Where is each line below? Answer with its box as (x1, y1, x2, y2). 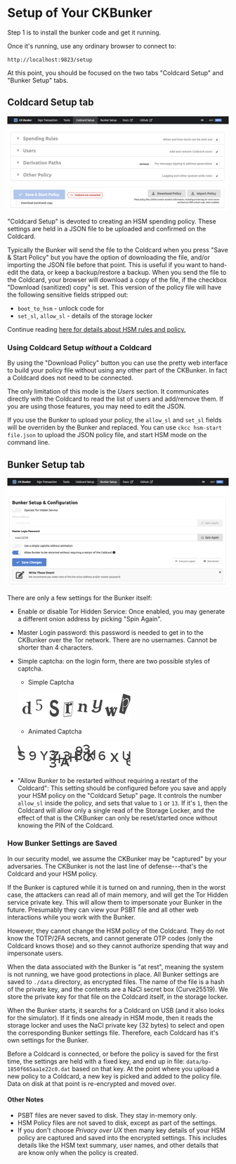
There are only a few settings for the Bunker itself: (7, 593, 152, 602)
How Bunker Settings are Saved (7, 839, 117, 848)
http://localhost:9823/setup (7, 56, 93, 63)
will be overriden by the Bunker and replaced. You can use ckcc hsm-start (7, 423, 223, 432)
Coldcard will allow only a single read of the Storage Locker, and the (17, 806, 216, 815)
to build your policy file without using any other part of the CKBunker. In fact (7, 366, 228, 375)
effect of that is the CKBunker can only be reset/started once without (17, 813, 218, 822)
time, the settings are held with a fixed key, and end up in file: (7, 1056, 185, 1066)
